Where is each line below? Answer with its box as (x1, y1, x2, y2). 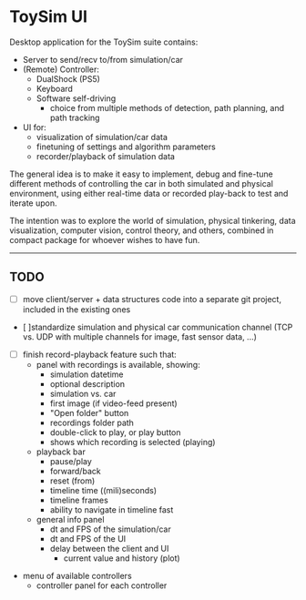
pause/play (49, 455, 93, 466)
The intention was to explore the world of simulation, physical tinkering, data (9, 215, 296, 226)
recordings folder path (49, 417, 135, 428)
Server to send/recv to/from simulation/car (22, 54, 184, 65)
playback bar (36, 446, 87, 457)
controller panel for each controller (36, 580, 168, 591)
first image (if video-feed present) (49, 398, 178, 409)
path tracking (49, 112, 100, 123)
